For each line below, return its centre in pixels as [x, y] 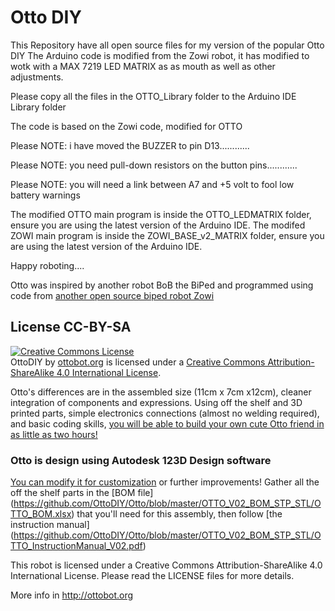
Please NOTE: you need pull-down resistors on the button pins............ [154, 165]
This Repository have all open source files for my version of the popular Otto [167, 45]
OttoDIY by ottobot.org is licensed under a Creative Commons [138, 362]
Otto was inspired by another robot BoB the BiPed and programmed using [162, 285]
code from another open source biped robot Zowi [112, 295]
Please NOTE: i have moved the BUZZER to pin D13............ [130, 145]
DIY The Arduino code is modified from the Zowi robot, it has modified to [160, 55]
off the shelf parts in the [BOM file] [82, 493]
